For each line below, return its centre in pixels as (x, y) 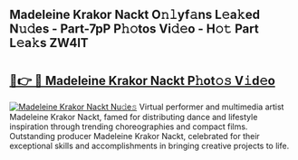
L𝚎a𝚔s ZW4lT (49, 43)
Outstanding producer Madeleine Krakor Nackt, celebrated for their (135, 136)
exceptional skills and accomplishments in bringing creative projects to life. (149, 146)
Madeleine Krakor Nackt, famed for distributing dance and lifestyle (134, 117)
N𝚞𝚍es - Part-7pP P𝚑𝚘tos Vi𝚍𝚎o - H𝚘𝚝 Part (135, 29)
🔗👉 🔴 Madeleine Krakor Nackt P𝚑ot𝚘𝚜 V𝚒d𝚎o (143, 80)
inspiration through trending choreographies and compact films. (129, 127)
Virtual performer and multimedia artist (211, 107)
